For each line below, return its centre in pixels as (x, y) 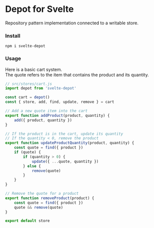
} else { (32, 166)
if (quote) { (28, 152)
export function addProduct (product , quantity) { (58, 115)
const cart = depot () (28, 97)
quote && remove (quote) (39, 207)
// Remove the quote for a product (42, 194)
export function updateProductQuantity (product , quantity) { (70, 143)
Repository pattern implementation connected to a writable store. (72, 23)
